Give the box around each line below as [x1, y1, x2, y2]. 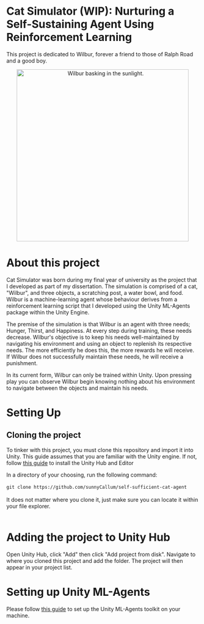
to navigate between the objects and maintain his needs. [6, 384, 148, 392]
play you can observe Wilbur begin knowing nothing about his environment [6, 377, 195, 385]
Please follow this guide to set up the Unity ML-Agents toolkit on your [6, 605, 181, 612]
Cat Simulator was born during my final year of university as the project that [6, 276, 197, 283]
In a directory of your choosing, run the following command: [6, 471, 158, 478]
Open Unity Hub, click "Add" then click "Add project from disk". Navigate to [6, 551, 196, 558]
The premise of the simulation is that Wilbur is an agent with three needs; [6, 320, 191, 328]
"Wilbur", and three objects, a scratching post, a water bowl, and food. [6, 289, 184, 296]
